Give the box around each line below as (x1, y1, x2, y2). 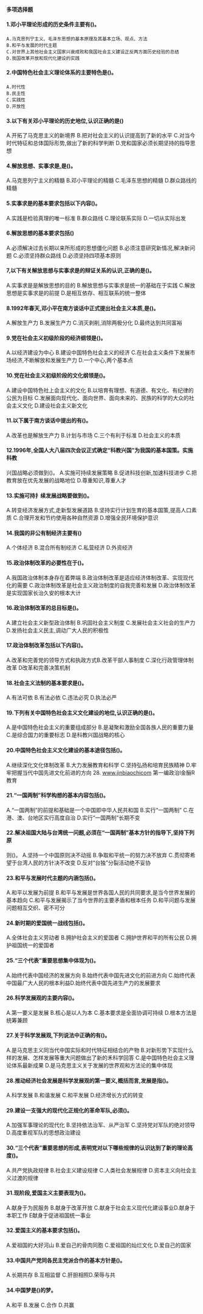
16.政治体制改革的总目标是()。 (6, 604, 82, 612)
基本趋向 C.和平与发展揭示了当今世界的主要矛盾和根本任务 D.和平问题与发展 (6, 896, 196, 904)
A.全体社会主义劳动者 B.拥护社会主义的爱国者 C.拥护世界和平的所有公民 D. (6, 934, 191, 942)
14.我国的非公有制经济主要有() (6, 529, 82, 537)
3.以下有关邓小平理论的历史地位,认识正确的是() (6, 117, 124, 125)
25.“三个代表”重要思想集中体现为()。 (6, 957, 99, 964)
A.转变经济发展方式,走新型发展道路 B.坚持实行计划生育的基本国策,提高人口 (6, 507, 191, 514)
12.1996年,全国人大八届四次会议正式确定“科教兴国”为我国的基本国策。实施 (6, 446, 193, 454)
